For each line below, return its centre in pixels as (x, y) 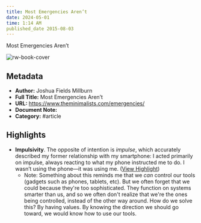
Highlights (26, 135)
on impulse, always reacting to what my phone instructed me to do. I (100, 162)
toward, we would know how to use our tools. (80, 213)
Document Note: (36, 110)
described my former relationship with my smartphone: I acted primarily (104, 156)
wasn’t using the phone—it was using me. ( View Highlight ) (87, 168)
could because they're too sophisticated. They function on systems (107, 188)
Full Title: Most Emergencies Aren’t (59, 97)
